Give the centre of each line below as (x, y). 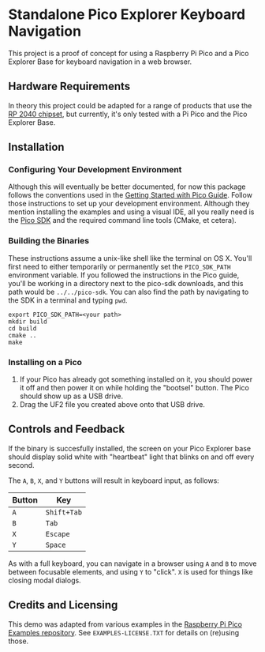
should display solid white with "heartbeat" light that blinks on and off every (131, 457)
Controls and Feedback (67, 430)
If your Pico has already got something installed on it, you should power (136, 379)
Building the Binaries (49, 241)
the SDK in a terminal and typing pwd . (68, 300)
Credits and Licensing (63, 605)
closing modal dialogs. (45, 580)
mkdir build (28, 322)
